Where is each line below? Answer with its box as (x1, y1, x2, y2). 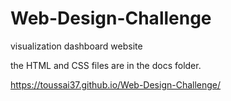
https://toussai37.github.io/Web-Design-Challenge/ (10, 78, 222, 91)
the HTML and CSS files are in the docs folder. (10, 59, 202, 71)
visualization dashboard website (10, 40, 143, 52)
